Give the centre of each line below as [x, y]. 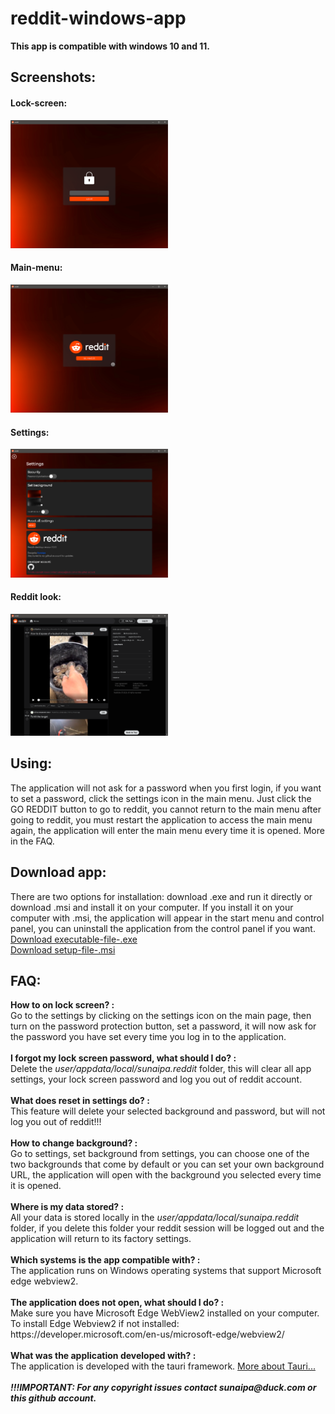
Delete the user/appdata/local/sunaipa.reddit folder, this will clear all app [161, 1069]
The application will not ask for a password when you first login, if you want [166, 788]
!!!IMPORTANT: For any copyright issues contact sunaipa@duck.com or [163, 1388]
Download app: [58, 872]
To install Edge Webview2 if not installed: [95, 1324]
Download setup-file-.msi [63, 949]
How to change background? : [74, 1143]
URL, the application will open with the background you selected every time [166, 1175]
